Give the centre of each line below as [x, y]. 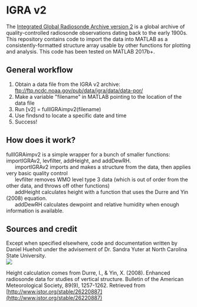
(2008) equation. [27, 198]
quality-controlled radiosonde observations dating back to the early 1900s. [97, 32]
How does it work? [41, 140]
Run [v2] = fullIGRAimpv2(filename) [58, 109]
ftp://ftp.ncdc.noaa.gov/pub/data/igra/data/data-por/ [79, 90]
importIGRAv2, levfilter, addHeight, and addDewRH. [69, 161]
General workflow [40, 70]
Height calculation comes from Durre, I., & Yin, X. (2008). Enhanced [88, 273]
